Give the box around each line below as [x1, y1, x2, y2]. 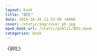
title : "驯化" [5, 12, 34, 17]
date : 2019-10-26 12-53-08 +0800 [5, 17, 76, 22]
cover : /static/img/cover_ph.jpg [5, 21, 76, 27]
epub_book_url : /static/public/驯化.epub [5, 26, 92, 31]
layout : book [5, 7, 33, 13]
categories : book [5, 31, 42, 36]
